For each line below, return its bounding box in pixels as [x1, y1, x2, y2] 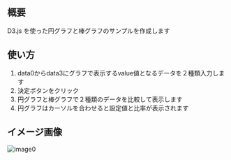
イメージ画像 [7, 126, 63, 138]
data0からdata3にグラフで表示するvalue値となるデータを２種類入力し [17, 68, 219, 77]
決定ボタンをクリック [17, 86, 79, 94]
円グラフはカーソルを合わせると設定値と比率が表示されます [17, 103, 189, 112]
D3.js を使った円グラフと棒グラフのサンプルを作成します [7, 27, 170, 35]
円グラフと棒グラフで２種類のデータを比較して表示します [17, 95, 183, 103]
